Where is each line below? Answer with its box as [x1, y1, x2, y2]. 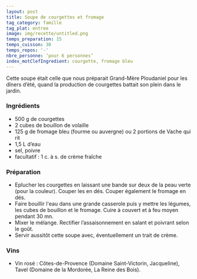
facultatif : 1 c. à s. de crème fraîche [14, 153, 102, 160]
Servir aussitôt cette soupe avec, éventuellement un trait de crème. [14, 232, 178, 239]
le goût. [14, 226, 34, 233]
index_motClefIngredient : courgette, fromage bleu [6, 58, 133, 64]
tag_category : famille [6, 20, 62, 25]
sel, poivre [14, 146, 41, 154]
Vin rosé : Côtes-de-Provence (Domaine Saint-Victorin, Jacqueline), [14, 260, 180, 267]
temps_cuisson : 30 [6, 42, 51, 48]
